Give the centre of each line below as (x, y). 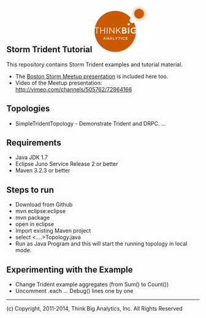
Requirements (34, 143)
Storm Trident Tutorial (49, 49)
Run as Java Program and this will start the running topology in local (101, 244)
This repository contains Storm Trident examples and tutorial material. (94, 64)
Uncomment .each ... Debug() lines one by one (74, 291)
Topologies (28, 109)
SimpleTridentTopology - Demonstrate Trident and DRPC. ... (90, 123)
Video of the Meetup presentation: (59, 83)
